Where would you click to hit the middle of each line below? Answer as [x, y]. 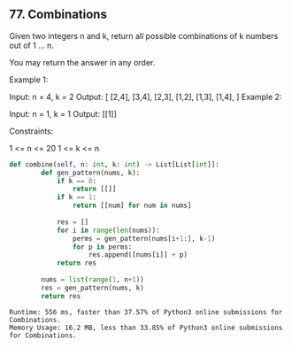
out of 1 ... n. [32, 45]
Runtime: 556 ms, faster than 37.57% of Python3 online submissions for [146, 312]
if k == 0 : [77, 181]
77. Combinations [58, 15]
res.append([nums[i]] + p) [138, 255]
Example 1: [29, 80]
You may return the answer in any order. [82, 62]
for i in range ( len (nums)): [108, 230]
